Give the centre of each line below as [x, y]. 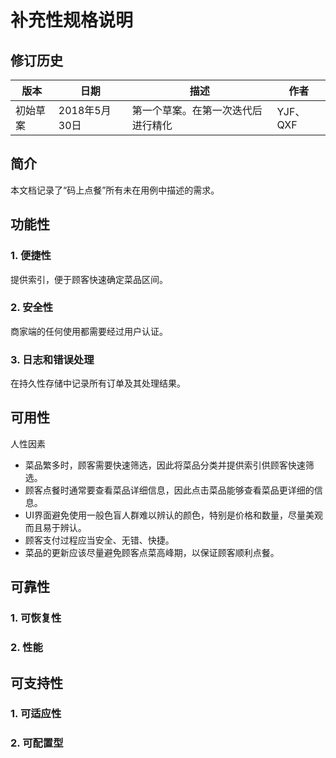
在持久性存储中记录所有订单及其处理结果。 [98, 383]
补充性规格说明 [72, 20]
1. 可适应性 [36, 714]
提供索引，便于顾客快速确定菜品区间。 [89, 279]
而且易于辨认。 [55, 527]
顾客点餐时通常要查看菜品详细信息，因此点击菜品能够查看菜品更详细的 [169, 490]
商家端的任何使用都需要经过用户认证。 [89, 331]
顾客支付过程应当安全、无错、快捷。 [99, 540]
